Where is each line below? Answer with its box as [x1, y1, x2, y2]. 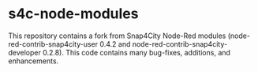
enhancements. [8, 56, 59, 66]
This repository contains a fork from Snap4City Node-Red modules [8, 31, 226, 40]
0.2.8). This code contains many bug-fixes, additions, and [42, 47, 231, 57]
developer [8, 47, 42, 57]
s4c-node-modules [8, 5, 139, 23]
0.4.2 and [99, 39, 131, 48]
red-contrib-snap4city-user [8, 39, 99, 48]
